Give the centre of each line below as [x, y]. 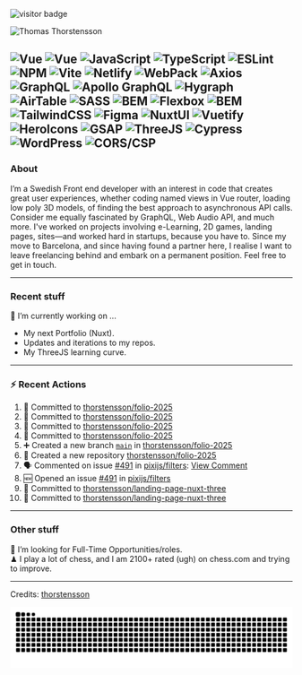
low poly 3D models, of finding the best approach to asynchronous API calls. [151, 207]
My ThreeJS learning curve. [74, 352]
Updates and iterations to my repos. [89, 342]
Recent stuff [38, 296]
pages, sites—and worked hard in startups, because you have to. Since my [148, 236]
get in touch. [34, 264]
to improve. [31, 568]
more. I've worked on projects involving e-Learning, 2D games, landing [141, 226]
